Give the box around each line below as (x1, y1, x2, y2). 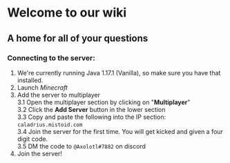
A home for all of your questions (7, 32, 148, 44)
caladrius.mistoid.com (17, 121, 83, 128)
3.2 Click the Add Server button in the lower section (17, 105, 166, 113)
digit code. (17, 135, 48, 143)
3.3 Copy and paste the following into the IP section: (17, 113, 166, 121)
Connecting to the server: (7, 53, 95, 63)
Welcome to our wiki (7, 5, 127, 21)
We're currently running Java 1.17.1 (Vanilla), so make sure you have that (17, 68, 221, 77)
